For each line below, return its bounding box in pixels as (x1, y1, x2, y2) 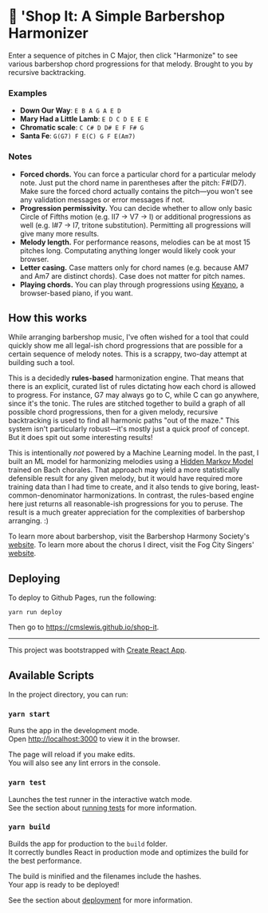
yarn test (8, 778, 46, 788)
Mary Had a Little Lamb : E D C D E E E (19, 114, 149, 124)
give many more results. (19, 228, 100, 238)
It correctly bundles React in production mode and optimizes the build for (8, 847, 249, 857)
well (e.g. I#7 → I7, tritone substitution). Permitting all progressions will (19, 220, 251, 230)
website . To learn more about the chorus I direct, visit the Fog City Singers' (8, 540, 254, 550)
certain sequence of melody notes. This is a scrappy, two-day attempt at (8, 349, 247, 359)
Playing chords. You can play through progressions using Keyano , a (19, 280, 245, 289)
